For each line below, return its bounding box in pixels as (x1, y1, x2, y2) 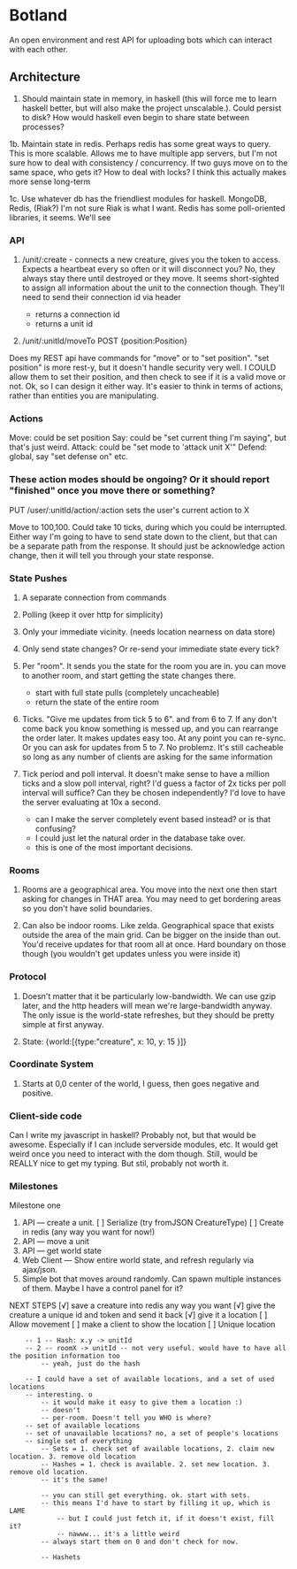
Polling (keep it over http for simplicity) (21, 609, 164, 619)
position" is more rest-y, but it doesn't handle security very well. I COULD (9, 362, 277, 373)
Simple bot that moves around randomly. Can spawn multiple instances (21, 1273, 281, 1284)
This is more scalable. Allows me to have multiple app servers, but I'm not (9, 148, 278, 158)
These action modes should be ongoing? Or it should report (9, 473, 270, 486)
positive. (21, 1088, 54, 1098)
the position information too (9, 1351, 121, 1361)
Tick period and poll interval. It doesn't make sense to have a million (21, 768, 270, 779)
